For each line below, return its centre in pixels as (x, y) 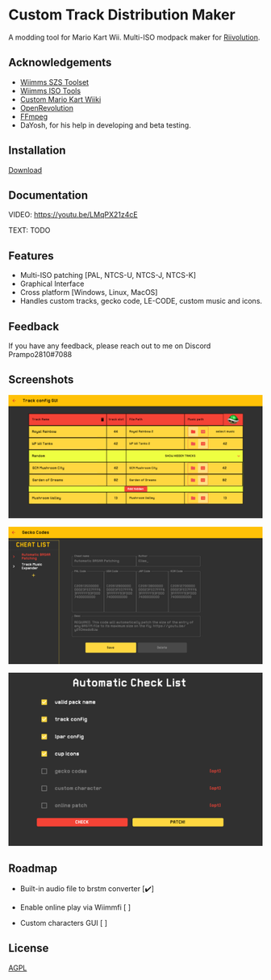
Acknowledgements (60, 63)
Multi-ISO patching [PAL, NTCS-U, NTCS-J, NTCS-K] (108, 275)
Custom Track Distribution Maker (122, 15)
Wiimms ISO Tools (50, 90)
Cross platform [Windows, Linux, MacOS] (89, 292)
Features (31, 256)
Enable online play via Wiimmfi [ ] (75, 907)
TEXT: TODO (29, 230)
